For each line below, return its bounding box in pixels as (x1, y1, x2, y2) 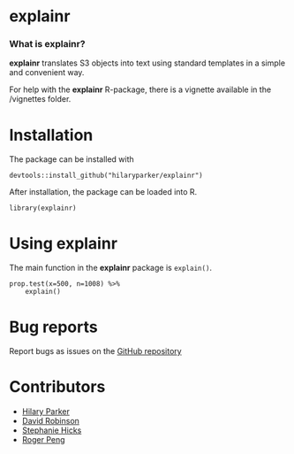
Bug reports (9, 317, 99, 337)
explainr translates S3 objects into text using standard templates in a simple (9, 58, 285, 68)
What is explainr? (9, 38, 86, 50)
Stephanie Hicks (21, 425, 82, 435)
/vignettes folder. (9, 94, 72, 104)
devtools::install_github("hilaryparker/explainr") (9, 171, 203, 181)
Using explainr (9, 233, 117, 253)
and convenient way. (9, 67, 85, 78)
